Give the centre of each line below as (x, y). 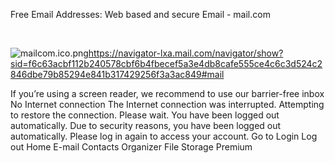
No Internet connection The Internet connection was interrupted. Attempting (167, 104)
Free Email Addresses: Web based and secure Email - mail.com (140, 14)
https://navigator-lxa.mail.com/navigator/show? (186, 53)
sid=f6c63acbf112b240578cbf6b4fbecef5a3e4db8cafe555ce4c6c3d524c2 (166, 63)
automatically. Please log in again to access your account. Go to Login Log (164, 136)
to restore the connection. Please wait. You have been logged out (145, 115)
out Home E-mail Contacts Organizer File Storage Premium (131, 147)
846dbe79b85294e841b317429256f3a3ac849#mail (117, 74)
